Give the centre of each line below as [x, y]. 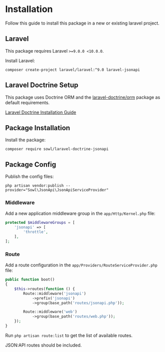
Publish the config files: [30, 177]
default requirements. [28, 102]
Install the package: [26, 140]
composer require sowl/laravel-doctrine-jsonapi [57, 149]
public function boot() [30, 280]
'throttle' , [36, 232]
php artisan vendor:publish [35, 186]
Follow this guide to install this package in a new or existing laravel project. [82, 23]
